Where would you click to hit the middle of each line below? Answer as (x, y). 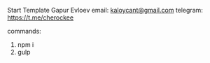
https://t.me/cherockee (41, 17)
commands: (24, 31)
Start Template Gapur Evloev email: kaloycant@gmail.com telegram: (105, 10)
